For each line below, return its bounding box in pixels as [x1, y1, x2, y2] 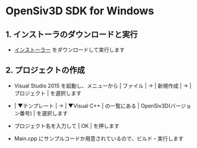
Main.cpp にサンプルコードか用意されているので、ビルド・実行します [14, 135, 184, 142]
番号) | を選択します [19, 109, 68, 116]
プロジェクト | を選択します [14, 89, 82, 96]
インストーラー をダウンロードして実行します [14, 46, 125, 53]
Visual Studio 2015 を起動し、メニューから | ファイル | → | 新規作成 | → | [14, 82, 192, 89]
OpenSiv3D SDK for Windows [5, 4, 155, 18]
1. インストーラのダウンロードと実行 [5, 29, 138, 39]
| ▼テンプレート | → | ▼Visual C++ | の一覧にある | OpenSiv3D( [14, 102, 171, 109]
